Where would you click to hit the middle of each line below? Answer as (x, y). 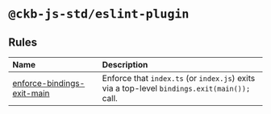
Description (125, 65)
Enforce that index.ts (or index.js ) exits (179, 78)
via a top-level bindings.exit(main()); (176, 88)
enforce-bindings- (49, 83)
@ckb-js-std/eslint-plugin (99, 14)
